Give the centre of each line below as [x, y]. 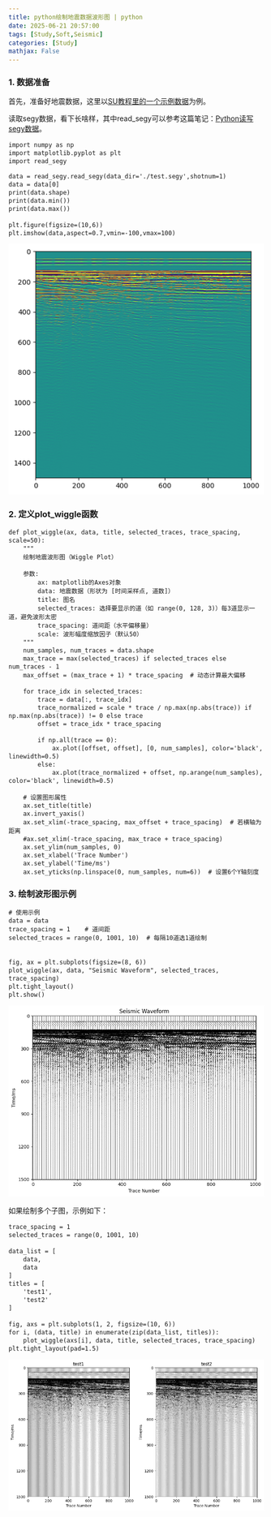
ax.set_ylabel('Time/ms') [67, 864]
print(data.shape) [39, 193]
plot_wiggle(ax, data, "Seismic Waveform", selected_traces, [114, 971]
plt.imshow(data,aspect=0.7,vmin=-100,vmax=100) [92, 234]
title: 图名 [56, 600]
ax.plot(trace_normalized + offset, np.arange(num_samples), [157, 773]
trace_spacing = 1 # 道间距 [60, 930]
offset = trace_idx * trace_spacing [99, 724]
